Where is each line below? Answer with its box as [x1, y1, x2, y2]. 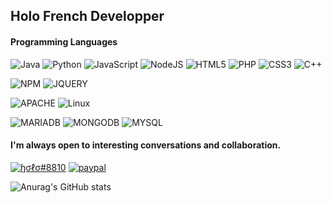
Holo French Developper [10, 8, 165, 25]
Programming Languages [10, 35, 118, 48]
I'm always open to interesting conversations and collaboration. [10, 139, 282, 151]
